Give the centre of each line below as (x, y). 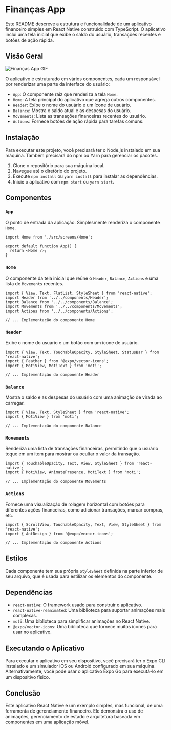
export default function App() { (41, 246)
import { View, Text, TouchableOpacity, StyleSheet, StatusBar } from (82, 352)
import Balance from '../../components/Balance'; (59, 302)
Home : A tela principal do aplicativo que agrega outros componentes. (84, 99)
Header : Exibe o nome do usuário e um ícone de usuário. (72, 105)
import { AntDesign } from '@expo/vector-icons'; (59, 534)
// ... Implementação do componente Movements (56, 482)
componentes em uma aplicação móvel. (47, 722)
